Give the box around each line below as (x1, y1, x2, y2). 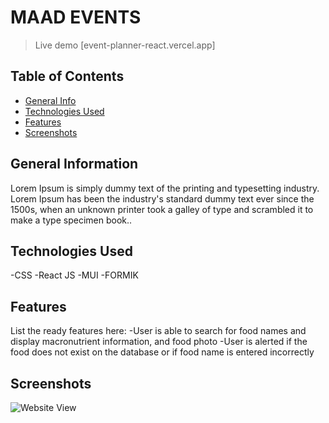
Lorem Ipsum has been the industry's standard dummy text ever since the (10, 192, 315, 205)
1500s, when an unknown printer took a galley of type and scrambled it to (10, 203, 314, 215)
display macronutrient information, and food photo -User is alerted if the (10, 336, 308, 348)
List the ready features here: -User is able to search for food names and (10, 325, 307, 337)
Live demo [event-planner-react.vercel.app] (34, 39, 216, 51)
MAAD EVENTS (10, 6, 142, 29)
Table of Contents (10, 68, 125, 85)
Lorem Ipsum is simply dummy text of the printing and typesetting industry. (10, 182, 320, 194)
